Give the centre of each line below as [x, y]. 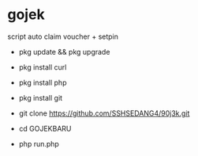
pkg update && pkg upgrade [64, 51]
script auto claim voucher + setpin [63, 36]
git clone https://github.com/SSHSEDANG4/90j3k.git [104, 113]
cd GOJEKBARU [45, 128]
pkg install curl [43, 67]
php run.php [39, 143]
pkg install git [41, 97]
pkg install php [43, 82]
